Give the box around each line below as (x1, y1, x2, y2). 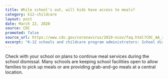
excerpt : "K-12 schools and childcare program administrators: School (5, 40, 155, 45)
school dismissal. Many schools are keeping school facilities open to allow (5, 58, 158, 65)
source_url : (5, 35, 30, 40)
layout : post (5, 16, 32, 21)
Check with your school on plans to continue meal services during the (5, 53, 149, 59)
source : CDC (5, 26, 30, 31)
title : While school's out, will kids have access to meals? (5, 7, 135, 12)
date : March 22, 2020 (5, 21, 50, 26)
